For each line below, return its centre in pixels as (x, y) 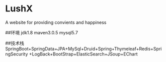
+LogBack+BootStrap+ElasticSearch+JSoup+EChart (83, 54)
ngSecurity (17, 54)
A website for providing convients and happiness (56, 22)
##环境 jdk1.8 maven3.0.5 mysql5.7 (41, 32)
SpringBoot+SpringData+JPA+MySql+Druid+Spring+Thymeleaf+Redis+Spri (84, 49)
